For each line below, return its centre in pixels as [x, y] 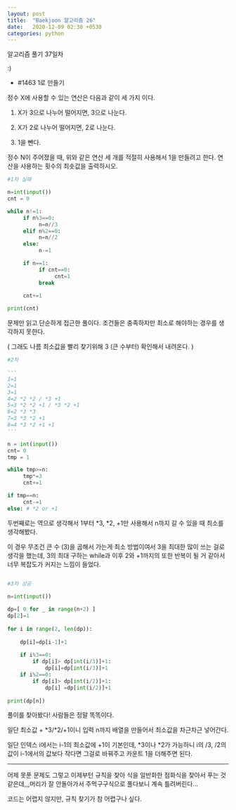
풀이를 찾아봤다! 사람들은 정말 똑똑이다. [61, 715]
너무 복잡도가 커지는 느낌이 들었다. [54, 564]
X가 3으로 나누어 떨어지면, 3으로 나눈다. [72, 112]
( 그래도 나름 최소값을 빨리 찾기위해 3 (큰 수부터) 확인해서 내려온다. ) [101, 347]
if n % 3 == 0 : [39, 218]
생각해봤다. [22, 532]
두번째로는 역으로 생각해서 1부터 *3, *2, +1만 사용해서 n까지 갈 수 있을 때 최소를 [116, 523]
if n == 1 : [36, 263]
